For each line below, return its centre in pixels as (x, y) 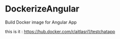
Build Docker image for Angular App (41, 22)
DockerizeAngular (42, 9)
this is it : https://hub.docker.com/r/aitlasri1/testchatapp (60, 31)
